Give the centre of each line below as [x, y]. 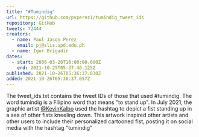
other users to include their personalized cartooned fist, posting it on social [99, 121]
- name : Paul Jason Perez [44, 40]
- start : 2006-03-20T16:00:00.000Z [56, 62]
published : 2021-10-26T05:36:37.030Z [54, 73]
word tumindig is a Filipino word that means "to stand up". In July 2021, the [99, 102]
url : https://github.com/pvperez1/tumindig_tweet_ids [75, 17]
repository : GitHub [31, 23]
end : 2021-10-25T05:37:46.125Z [56, 68]
